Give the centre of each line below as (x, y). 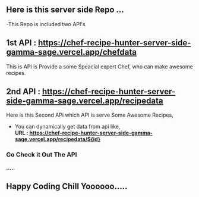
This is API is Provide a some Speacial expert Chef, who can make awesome (99, 66)
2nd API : (23, 92)
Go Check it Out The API (42, 155)
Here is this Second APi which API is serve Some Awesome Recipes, (90, 115)
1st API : (21, 43)
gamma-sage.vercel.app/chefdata (71, 52)
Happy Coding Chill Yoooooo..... (67, 187)
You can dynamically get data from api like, (67, 127)
